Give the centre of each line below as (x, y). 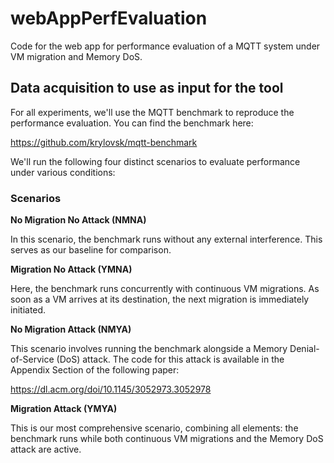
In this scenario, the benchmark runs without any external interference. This (166, 239)
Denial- (304, 349)
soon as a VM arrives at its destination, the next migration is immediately (160, 299)
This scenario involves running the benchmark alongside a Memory (149, 349)
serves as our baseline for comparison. (91, 250)
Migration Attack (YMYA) (64, 409)
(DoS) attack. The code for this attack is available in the (170, 359)
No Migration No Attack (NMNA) (78, 220)
